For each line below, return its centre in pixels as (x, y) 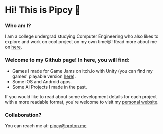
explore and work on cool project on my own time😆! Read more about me (81, 42)
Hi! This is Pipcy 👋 (43, 10)
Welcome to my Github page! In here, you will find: (67, 60)
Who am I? (18, 26)
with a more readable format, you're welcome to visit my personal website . (82, 102)
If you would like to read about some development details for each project (81, 96)
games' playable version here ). (44, 76)
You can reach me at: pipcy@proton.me (46, 126)
